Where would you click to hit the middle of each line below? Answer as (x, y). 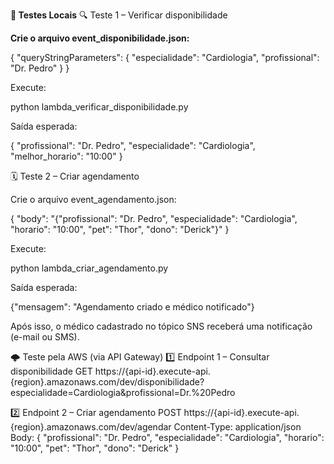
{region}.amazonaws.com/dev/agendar (91, 427)
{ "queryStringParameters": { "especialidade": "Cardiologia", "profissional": (165, 57)
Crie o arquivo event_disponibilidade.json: (100, 38)
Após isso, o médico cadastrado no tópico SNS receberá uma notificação (161, 326)
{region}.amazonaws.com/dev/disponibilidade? (107, 382)
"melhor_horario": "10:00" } (66, 156)
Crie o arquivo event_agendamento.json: (93, 199)
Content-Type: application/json (237, 427)
